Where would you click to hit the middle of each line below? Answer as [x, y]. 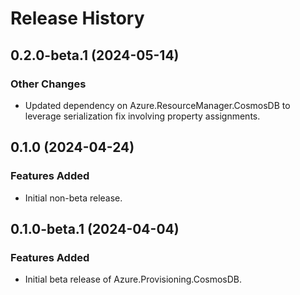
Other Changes [48, 84]
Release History [77, 18]
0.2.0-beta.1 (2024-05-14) [95, 55]
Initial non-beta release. [73, 198]
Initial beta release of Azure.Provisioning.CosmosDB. [133, 279]
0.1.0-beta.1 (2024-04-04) [95, 228]
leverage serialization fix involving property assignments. [142, 116]
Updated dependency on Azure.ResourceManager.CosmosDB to [157, 105]
